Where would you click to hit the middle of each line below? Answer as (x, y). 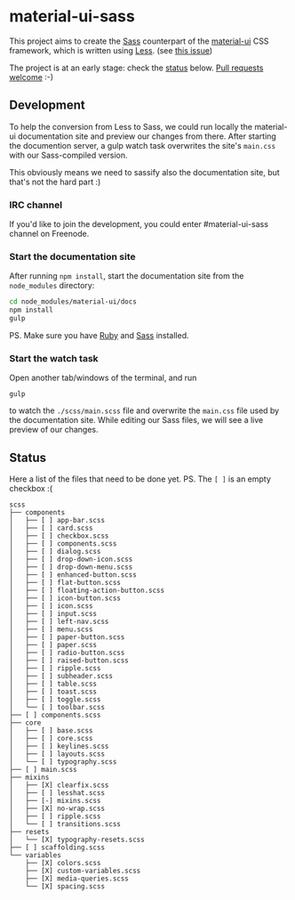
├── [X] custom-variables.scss (83, 871)
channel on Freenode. (49, 234)
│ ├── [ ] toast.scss (53, 692)
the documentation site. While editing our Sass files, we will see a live (136, 420)
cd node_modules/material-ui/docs (73, 302)
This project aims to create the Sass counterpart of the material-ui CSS (139, 41)
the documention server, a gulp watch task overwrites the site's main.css (143, 145)
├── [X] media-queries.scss (77, 879)
